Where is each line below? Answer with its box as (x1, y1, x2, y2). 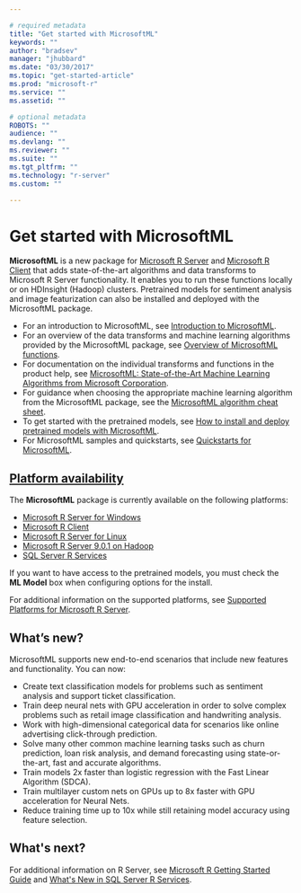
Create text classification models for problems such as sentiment (22, 680, 263, 692)
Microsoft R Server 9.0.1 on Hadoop (22, 541, 155, 552)
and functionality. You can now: (9, 663, 126, 674)
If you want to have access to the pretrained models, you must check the (9, 568, 279, 579)
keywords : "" (9, 38, 58, 47)
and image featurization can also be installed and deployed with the (9, 294, 260, 305)
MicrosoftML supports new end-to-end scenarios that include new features (9, 653, 289, 665)
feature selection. (22, 814, 88, 825)
